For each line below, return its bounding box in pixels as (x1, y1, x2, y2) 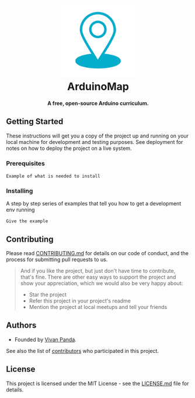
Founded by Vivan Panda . (14, 336, 77, 343)
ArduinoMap (67, 80, 130, 94)
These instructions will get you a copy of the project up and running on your (6, 132, 189, 139)
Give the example (6, 218, 48, 224)
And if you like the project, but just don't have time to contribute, (20, 267, 176, 274)
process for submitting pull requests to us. (6, 256, 108, 263)
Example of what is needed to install (6, 173, 100, 179)
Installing (6, 187, 33, 195)
